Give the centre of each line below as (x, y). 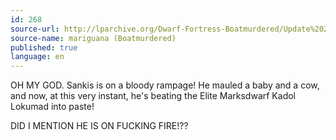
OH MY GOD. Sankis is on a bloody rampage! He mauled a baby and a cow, (165, 85)
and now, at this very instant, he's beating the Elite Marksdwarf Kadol (153, 96)
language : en (37, 57)
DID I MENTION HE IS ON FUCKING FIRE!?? (99, 126)
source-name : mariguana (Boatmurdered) (93, 38)
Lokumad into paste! (52, 107)
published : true (44, 47)
